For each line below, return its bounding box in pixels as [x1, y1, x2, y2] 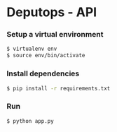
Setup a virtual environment [6, 30, 104, 40]
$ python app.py [6, 117, 54, 124]
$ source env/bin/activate [6, 52, 85, 59]
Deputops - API [6, 4, 97, 20]
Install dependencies [6, 68, 80, 78]
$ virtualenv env [6, 45, 57, 53]
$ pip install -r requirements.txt [6, 85, 111, 92]
